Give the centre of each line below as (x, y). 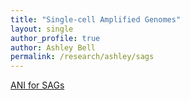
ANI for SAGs (37, 85)
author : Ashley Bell (53, 47)
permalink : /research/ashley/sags (82, 57)
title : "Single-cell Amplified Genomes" (96, 19)
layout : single (42, 29)
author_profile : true (55, 38)
